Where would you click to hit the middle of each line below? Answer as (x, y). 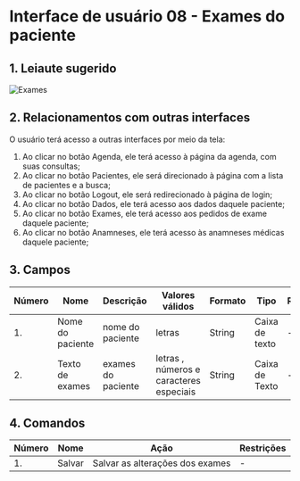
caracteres (178, 380)
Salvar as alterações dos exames (162, 463)
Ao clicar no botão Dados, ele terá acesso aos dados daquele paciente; (154, 203)
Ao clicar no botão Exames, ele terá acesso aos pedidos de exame (145, 213)
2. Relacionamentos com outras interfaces (130, 118)
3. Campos (40, 270)
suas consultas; (51, 166)
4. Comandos (47, 423)
